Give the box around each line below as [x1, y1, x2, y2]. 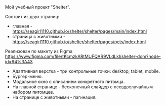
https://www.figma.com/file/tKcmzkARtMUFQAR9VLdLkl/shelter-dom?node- [5, 53, 161, 59]
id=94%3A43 [5, 59, 33, 64]
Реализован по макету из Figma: [5, 49, 74, 54]
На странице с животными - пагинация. [12, 94, 97, 100]
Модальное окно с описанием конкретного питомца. [12, 79, 125, 84]
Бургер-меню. [12, 74, 43, 79]
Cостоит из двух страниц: [5, 14, 60, 19]
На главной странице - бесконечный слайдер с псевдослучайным [12, 84, 153, 90]
